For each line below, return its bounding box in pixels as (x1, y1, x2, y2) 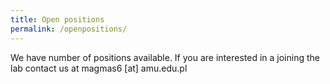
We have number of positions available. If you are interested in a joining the (10, 51, 320, 63)
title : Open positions (10, 14, 105, 25)
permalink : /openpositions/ (10, 24, 128, 34)
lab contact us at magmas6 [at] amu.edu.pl (10, 62, 188, 74)
